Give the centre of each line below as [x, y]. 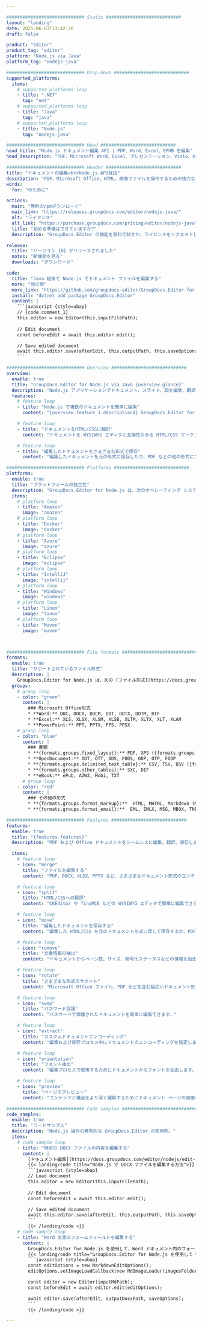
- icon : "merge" [38, 865]
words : [14, 184]
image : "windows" [44, 597]
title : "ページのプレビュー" [54, 1092]
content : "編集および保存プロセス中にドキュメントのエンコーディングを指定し [107, 1042]
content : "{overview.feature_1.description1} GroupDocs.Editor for [109, 413]
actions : [17, 201]
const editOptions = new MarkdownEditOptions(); [90, 1265]
